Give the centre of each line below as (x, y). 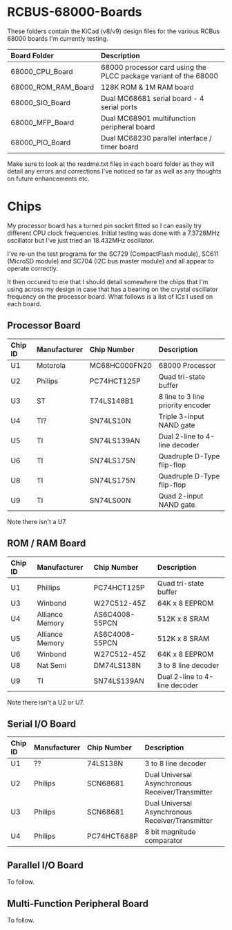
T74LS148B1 (112, 400)
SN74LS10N (110, 420)
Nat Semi (52, 665)
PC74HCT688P (112, 836)
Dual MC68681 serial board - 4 (152, 98)
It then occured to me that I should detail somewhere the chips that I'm (108, 281)
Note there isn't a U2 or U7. (46, 702)
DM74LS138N (117, 665)
